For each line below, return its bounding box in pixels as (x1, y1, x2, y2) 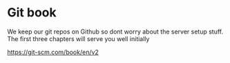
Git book (7, 5, 57, 21)
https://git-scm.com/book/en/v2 (7, 48, 99, 56)
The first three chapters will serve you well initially (7, 34, 150, 42)
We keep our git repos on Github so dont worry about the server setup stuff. (7, 27, 224, 36)
